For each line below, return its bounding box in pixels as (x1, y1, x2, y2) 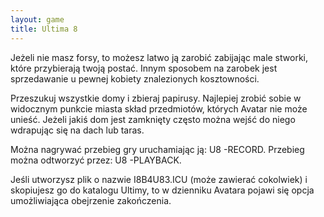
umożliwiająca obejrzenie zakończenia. (10, 194, 172, 206)
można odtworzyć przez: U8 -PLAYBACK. (10, 154, 182, 166)
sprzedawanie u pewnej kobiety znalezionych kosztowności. (10, 72, 260, 85)
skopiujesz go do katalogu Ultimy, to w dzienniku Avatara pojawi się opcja (10, 184, 315, 196)
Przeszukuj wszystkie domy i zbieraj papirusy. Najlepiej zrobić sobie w (10, 92, 302, 104)
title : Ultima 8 (10, 24, 78, 34)
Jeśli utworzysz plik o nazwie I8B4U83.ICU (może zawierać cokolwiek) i (10, 173, 308, 185)
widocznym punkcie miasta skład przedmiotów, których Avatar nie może (10, 102, 308, 115)
